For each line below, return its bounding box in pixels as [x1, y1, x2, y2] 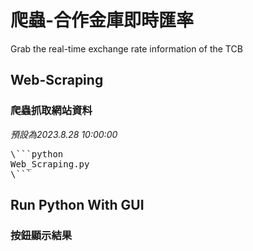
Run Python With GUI [10, 197, 145, 214]
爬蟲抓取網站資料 [10, 104, 93, 118]
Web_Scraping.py [10, 158, 90, 170]
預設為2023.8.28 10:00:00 [10, 128, 118, 140]
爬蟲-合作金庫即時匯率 [10, 9, 195, 32]
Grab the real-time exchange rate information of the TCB [10, 42, 243, 55]
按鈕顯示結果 [10, 228, 73, 242]
